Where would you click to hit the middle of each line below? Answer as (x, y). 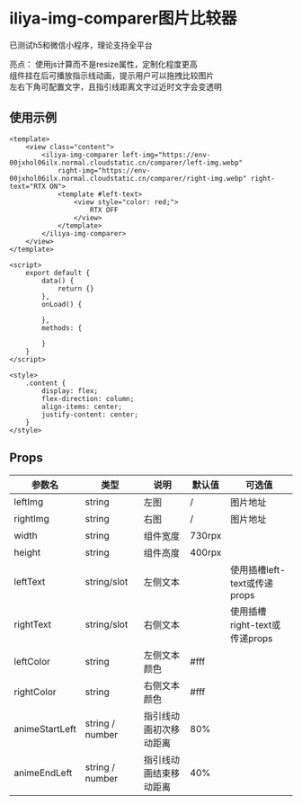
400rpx (206, 552)
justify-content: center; (90, 415)
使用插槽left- (258, 569)
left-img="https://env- (166, 155)
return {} (75, 289)
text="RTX (28, 186)
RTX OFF (104, 210)
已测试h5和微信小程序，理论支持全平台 (81, 45)
